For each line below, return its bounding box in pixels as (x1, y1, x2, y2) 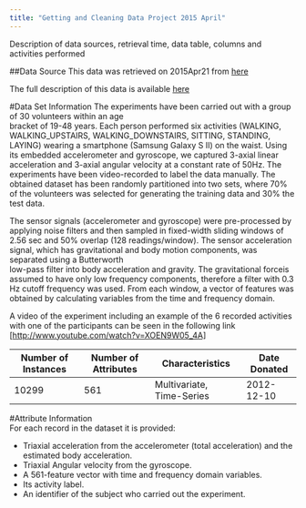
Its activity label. (22, 479, 85, 490)
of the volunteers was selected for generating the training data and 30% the (9, 188, 295, 198)
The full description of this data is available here (9, 83, 190, 94)
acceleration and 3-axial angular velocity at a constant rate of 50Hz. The (9, 158, 282, 169)
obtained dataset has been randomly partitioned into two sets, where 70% (9, 178, 289, 189)
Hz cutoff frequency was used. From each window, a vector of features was (9, 283, 294, 294)
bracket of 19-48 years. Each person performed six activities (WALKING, (9, 120, 282, 131)
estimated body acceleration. (22, 450, 133, 461)
